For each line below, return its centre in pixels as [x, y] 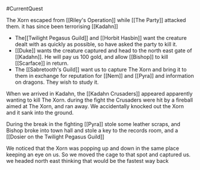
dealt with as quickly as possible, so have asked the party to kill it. [96, 44]
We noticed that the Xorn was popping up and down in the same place [93, 148]
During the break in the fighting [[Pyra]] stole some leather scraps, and [93, 124]
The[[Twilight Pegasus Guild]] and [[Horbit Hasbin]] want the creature [101, 38]
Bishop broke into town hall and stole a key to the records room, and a [92, 130]
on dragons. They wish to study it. [57, 82]
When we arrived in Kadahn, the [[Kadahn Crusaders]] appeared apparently [99, 94]
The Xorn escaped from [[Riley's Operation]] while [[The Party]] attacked [96, 20]
